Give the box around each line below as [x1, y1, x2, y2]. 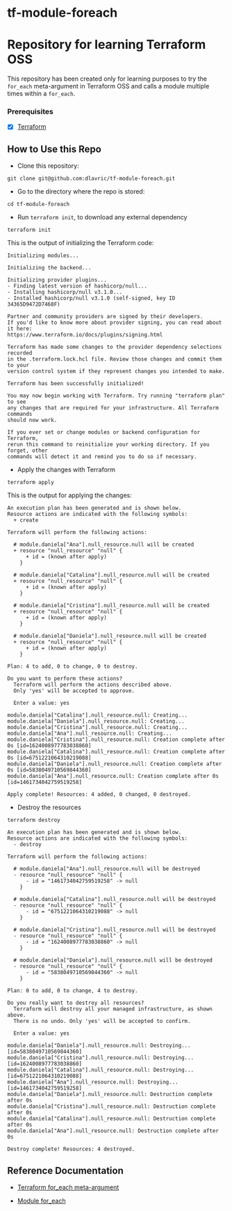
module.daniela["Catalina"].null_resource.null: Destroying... [7, 1067, 194, 1074]
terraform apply [7, 479, 54, 486]
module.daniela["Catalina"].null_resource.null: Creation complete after [7, 749, 226, 756]
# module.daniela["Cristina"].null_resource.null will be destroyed [13, 926, 216, 934]
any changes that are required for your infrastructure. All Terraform [7, 405, 219, 412]
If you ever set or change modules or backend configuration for [7, 429, 200, 436]
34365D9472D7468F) [7, 301, 60, 308]
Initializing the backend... [7, 265, 92, 272]
